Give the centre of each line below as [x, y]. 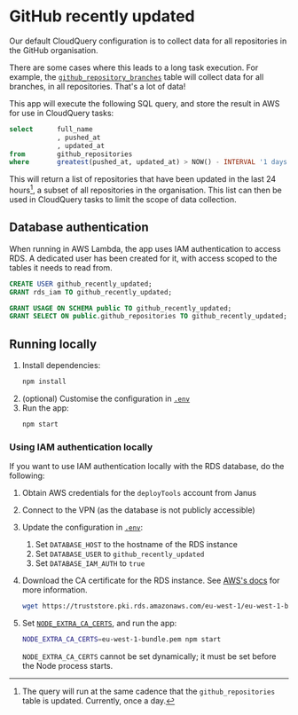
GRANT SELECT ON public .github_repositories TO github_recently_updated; [149, 317]
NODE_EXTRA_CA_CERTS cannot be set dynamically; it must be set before [149, 656]
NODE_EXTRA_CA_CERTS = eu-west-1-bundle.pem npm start [122, 640]
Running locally [53, 344]
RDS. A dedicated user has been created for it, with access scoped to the [143, 258]
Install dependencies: [61, 365]
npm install [44, 382]
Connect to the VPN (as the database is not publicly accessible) [138, 510]
